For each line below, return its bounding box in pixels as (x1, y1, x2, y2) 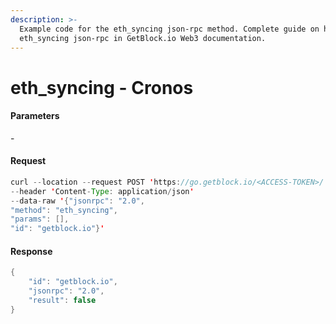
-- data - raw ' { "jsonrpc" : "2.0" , (10, 196, 145, 206)
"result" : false (28, 296, 97, 306)
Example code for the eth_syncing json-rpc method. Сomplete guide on (19, 24, 320, 34)
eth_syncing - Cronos (10, 76, 194, 99)
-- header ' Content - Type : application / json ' (10, 186, 195, 196)
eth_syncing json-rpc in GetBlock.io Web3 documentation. (19, 33, 267, 43)
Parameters (10, 110, 60, 122)
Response (10, 245, 53, 257)
